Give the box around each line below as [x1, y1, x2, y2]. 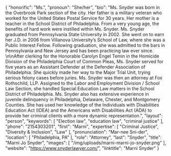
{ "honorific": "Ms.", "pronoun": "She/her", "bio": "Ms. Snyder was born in [5, 5, 160, 10]
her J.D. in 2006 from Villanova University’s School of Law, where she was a [5, 37, 165, 43]
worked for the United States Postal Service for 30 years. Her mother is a [5, 15, 159, 21]
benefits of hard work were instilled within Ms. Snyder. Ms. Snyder [5, 26, 145, 32]
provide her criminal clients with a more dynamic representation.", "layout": [5, 113, 163, 119]
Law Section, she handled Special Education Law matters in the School [5, 86, 155, 91]
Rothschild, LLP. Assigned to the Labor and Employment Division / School [5, 80, 160, 86]
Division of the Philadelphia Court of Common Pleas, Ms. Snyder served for [5, 59, 163, 64]
